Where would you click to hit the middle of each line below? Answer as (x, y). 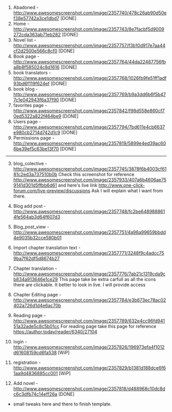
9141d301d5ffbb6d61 (35, 185)
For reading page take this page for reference (108, 326)
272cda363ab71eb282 (37, 35)
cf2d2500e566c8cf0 (35, 51)
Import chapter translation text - (47, 247)
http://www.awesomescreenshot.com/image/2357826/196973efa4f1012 (89, 347)
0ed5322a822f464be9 (37, 116)
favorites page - (30, 105)
